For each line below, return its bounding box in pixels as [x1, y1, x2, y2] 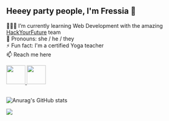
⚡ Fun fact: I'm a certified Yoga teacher [6, 42, 104, 49]
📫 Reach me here [6, 51, 51, 58]
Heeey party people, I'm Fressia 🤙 [6, 6, 136, 16]
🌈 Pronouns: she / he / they [6, 34, 75, 42]
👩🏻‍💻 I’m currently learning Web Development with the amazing [6, 22, 164, 29]
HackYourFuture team [6, 28, 61, 36]
